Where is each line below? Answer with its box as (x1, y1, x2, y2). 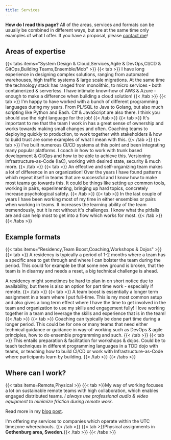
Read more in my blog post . (5, 408, 63, 414)
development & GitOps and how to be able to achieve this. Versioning (5, 153, 151, 159)
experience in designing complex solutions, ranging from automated (5, 71, 149, 78)
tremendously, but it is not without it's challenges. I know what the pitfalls (5, 207, 160, 213)
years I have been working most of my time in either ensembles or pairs (5, 196, 156, 202)
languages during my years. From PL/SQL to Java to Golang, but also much (5, 104, 163, 110)
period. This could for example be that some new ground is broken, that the (5, 262, 164, 268)
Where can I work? (5, 369, 66, 377)
